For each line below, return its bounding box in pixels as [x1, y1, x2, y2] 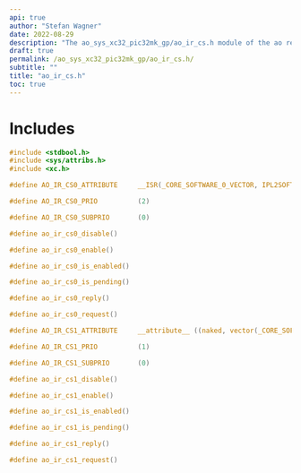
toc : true [9, 80, 47, 89]
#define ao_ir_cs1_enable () [9, 391, 115, 400]
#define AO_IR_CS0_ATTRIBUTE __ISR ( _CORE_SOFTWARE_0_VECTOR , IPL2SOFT [9, 181, 295, 190]
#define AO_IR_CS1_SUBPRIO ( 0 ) [9, 358, 150, 367]
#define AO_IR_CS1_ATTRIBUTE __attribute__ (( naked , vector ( [9, 326, 258, 336]
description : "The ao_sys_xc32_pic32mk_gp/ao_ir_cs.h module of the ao [9, 38, 282, 47]
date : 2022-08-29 [9, 30, 74, 39]
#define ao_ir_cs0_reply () [9, 294, 110, 303]
